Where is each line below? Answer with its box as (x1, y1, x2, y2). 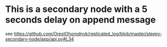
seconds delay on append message (5, 14, 156, 25)
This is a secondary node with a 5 (5, 3, 148, 15)
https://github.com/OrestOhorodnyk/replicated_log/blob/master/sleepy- (14, 30, 162, 36)
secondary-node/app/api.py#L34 (5, 36, 74, 42)
